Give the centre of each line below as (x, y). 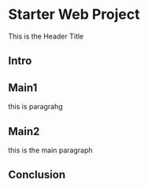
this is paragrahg (35, 107)
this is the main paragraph (50, 150)
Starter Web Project (74, 15)
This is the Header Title (46, 36)
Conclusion (37, 175)
